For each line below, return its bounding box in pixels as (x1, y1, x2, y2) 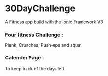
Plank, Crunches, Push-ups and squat (5, 42, 82, 48)
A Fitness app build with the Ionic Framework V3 (5, 19, 103, 25)
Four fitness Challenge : (5, 31, 64, 38)
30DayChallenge (5, 3, 75, 14)
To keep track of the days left (5, 65, 65, 71)
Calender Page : (5, 55, 44, 61)
